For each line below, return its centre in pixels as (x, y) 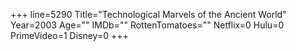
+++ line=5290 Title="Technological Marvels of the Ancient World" (148, 14)
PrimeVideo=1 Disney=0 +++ (69, 35)
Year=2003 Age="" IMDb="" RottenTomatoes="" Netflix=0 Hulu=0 (147, 25)
